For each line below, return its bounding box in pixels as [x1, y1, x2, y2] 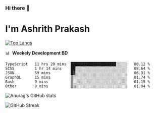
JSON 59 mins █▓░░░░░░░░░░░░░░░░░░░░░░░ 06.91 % [5, 70, 150, 75]
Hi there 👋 [5, 5, 30, 12]
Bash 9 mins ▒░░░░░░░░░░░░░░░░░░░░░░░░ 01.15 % [5, 79, 150, 84]
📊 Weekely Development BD [5, 50, 68, 56]
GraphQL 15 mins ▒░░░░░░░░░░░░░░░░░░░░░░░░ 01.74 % [5, 75, 150, 80]
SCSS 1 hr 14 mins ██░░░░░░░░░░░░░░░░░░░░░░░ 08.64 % [5, 66, 150, 71]
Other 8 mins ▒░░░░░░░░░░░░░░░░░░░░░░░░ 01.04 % [5, 83, 150, 89]
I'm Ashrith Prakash [5, 23, 90, 35]
